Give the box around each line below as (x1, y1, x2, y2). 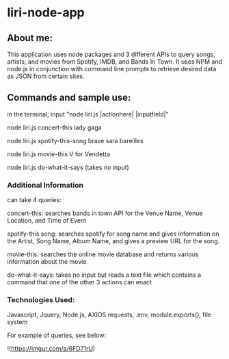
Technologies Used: (7, 295, 75, 305)
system (7, 318, 28, 326)
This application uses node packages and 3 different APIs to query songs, (7, 50, 215, 58)
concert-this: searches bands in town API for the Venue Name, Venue (7, 209, 203, 217)
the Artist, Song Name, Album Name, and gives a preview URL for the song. (7, 237, 220, 245)
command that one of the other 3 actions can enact (7, 278, 152, 286)
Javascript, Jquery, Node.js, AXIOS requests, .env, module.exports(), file (7, 310, 212, 319)
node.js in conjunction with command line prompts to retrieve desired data (7, 65, 217, 73)
